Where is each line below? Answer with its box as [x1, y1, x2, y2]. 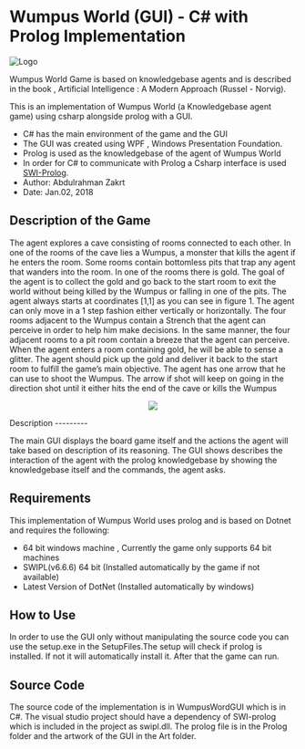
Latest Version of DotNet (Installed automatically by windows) [22, 581, 255, 592]
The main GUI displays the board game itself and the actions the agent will [9, 435, 289, 446]
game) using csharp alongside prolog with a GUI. [9, 110, 193, 121]
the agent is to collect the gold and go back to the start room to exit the [9, 276, 277, 286]
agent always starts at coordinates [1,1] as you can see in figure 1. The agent [9, 295, 295, 307]
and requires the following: [9, 525, 110, 536]
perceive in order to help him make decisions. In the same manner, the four [9, 324, 290, 335]
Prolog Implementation [9, 26, 187, 47]
